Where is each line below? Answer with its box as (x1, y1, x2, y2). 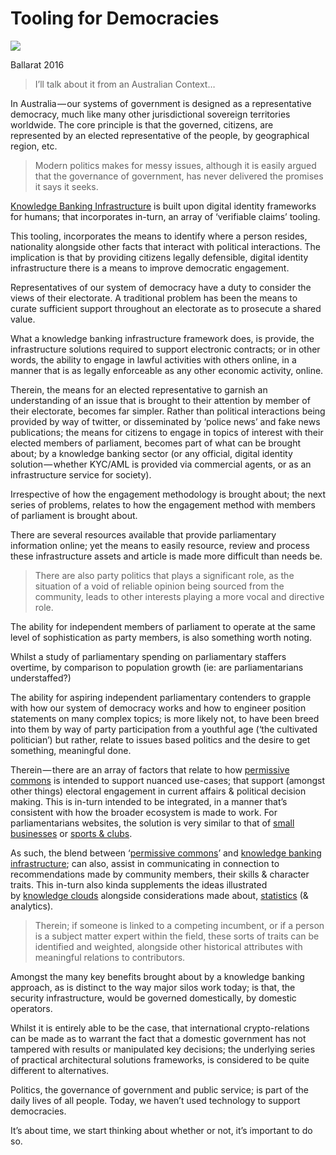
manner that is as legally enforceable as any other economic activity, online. (10, 364, 324, 376)
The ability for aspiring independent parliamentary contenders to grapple (10, 691, 312, 703)
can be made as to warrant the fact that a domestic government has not (10, 1032, 307, 1044)
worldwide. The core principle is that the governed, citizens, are (10, 118, 274, 131)
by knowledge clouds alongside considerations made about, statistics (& (10, 889, 309, 901)
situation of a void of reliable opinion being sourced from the (34, 580, 285, 592)
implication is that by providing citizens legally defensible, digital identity (10, 251, 309, 263)
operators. (10, 1002, 53, 1014)
